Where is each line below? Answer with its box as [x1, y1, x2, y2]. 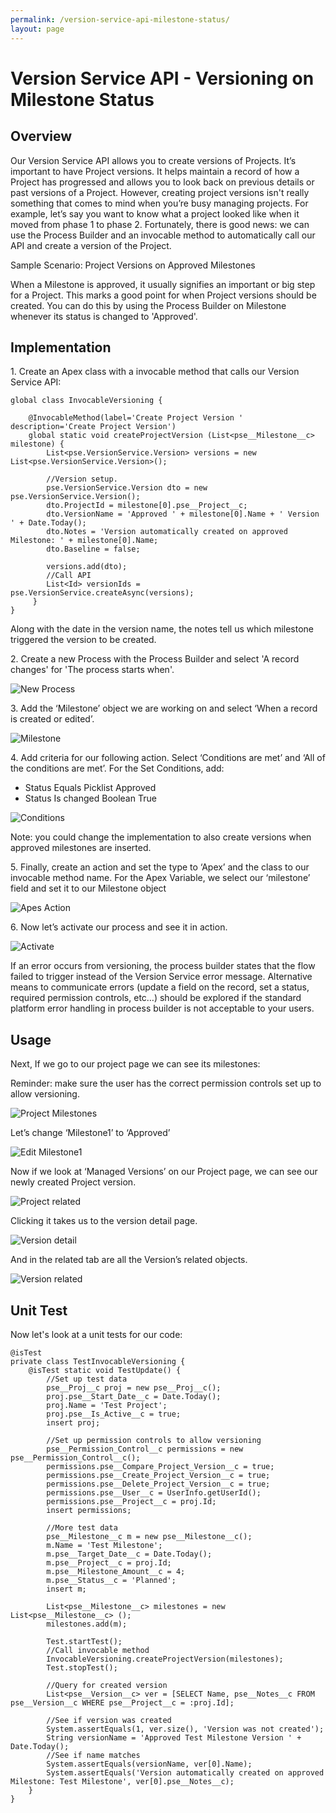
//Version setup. [46, 474, 118, 485]
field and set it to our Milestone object [10, 882, 167, 895]
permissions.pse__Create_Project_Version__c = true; [46, 1470, 271, 1480]
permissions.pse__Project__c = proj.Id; [46, 1496, 217, 1506]
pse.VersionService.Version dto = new [46, 483, 208, 493]
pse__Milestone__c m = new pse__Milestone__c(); [46, 1531, 253, 1541]
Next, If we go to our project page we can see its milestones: [10, 1058, 261, 1070]
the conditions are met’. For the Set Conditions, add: [10, 762, 225, 775]
